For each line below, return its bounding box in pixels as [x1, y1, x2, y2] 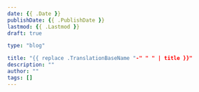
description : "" [7, 61, 55, 68]
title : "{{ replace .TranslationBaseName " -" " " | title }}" [7, 55, 193, 62]
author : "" [7, 68, 39, 75]
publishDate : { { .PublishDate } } [7, 17, 105, 24]
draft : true [7, 29, 42, 37]
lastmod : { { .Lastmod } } [7, 23, 80, 30]
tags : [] [7, 74, 33, 81]
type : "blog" [7, 43, 46, 49]
